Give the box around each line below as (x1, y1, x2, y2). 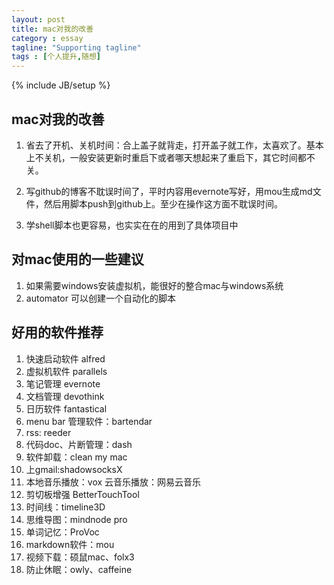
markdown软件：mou (25, 538, 115, 550)
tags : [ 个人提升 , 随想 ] (11, 52, 102, 62)
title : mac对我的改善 (11, 24, 94, 34)
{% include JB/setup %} (11, 79, 111, 91)
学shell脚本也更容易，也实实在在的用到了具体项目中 (25, 219, 239, 231)
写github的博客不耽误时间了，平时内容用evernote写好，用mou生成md (25, 185, 313, 197)
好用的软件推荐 (11, 324, 104, 341)
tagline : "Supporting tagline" (11, 42, 142, 53)
